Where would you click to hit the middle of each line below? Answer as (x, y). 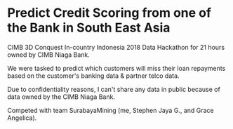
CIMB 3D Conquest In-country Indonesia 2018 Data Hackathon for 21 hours (116, 47)
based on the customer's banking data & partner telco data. (94, 76)
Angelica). (22, 118)
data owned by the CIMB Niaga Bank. (61, 97)
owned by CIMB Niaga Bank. (48, 55)
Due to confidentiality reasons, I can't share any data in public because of (114, 89)
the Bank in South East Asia (89, 28)
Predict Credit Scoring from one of (109, 13)
